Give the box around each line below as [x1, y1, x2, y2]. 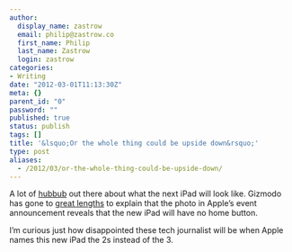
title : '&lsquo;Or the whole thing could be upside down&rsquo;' [9, 139, 259, 148]
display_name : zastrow [17, 22, 102, 31]
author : [9, 13, 39, 22]
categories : [9, 64, 54, 73]
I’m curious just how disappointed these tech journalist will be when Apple [9, 225, 284, 236]
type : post [9, 147, 50, 156]
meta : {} [9, 88, 42, 97]
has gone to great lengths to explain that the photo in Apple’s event [9, 198, 258, 209]
